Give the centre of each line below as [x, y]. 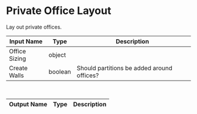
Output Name [28, 104]
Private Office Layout [59, 11]
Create [18, 68]
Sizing [18, 58]
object [57, 55]
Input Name [26, 41]
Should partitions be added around [125, 68]
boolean [60, 71]
